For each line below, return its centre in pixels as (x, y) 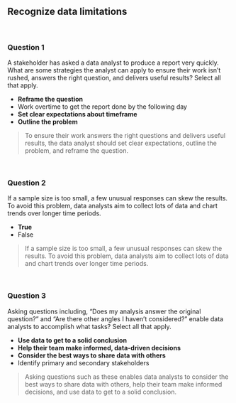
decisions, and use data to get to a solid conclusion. (101, 392)
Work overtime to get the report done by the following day (102, 107)
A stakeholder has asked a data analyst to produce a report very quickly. (113, 63)
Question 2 (27, 183)
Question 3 (27, 296)
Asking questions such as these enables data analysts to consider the (127, 377)
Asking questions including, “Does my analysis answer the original (104, 311)
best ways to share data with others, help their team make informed (123, 384)
